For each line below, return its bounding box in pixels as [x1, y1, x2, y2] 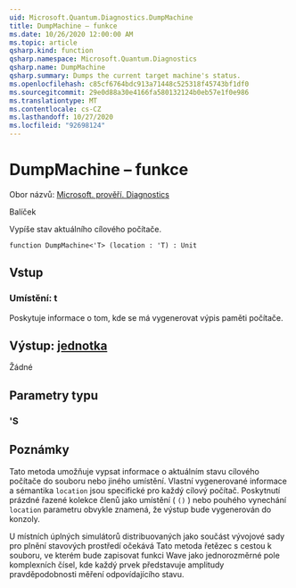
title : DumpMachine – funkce [9, 21, 118, 30]
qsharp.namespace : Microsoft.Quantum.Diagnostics [9, 55, 198, 63]
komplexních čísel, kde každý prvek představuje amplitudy [9, 559, 225, 570]
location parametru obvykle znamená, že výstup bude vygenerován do [9, 504, 272, 515]
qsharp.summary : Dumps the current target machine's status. [9, 71, 242, 80]
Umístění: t [9, 292, 58, 305]
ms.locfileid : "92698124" [9, 122, 105, 130]
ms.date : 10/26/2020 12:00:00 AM [9, 29, 134, 38]
